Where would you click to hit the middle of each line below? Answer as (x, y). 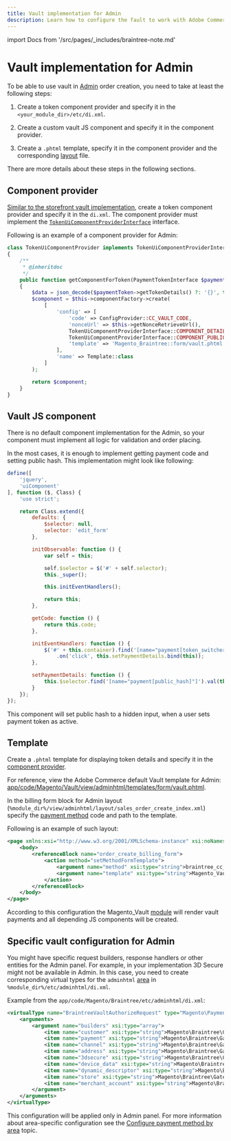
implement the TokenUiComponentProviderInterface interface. (93, 222)
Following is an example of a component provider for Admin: (92, 235)
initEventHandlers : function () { (81, 643)
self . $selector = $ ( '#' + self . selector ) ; (106, 568)
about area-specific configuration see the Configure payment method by (110, 1123)
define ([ (20, 473)
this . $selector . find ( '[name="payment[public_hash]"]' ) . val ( (132, 682)
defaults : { (49, 518)
